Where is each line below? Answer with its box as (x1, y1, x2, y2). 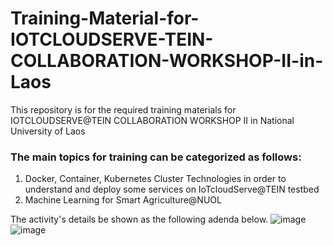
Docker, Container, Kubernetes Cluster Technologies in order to (24, 173, 287, 185)
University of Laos (10, 125, 86, 137)
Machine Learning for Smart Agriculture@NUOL (24, 194, 222, 206)
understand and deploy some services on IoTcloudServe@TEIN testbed (24, 183, 320, 196)
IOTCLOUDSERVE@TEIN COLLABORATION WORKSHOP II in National (10, 114, 295, 126)
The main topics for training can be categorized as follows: (10, 150, 302, 164)
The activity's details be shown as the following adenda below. (10, 213, 269, 226)
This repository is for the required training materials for (10, 103, 237, 116)
